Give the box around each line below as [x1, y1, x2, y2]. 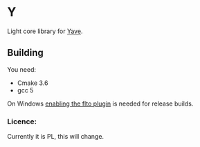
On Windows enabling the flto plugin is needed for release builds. [7, 99, 194, 108]
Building [7, 47, 44, 59]
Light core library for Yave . [7, 27, 83, 35]
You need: [7, 65, 37, 73]
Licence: [7, 117, 37, 126]
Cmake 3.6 [17, 79, 48, 87]
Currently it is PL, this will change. [7, 133, 104, 141]
